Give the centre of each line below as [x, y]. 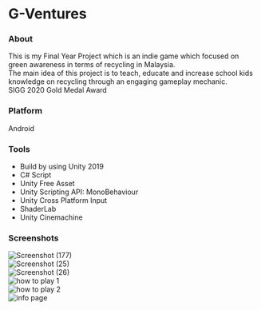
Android [21, 128]
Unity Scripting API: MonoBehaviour [79, 192]
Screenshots [34, 238]
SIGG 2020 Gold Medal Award [58, 90]
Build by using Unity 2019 [61, 167]
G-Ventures [47, 14]
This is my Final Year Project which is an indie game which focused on [124, 56]
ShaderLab [38, 209]
